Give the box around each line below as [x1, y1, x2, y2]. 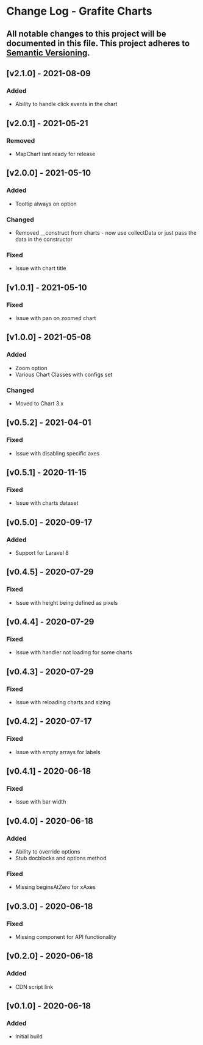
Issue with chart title [15, 265, 66, 272]
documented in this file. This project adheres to [6, 38, 190, 48]
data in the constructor [15, 235, 73, 243]
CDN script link [15, 983, 54, 990]
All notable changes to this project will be [6, 29, 166, 39]
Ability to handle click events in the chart [15, 101, 118, 108]
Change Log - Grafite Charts [6, 4, 152, 18]
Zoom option [15, 364, 48, 371]
